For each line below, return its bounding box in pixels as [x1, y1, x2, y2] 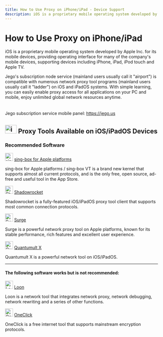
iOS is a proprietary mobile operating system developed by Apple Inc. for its [5, 49, 157, 55]
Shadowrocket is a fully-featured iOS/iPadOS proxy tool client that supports [5, 199, 156, 205]
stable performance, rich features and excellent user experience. [5, 232, 135, 238]
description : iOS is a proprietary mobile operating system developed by [5, 12, 158, 17]
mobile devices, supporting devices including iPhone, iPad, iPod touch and [5, 59, 154, 65]
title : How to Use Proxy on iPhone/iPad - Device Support [5, 7, 125, 12]
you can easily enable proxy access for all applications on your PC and [5, 89, 147, 95]
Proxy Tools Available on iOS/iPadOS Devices [17, 127, 158, 135]
